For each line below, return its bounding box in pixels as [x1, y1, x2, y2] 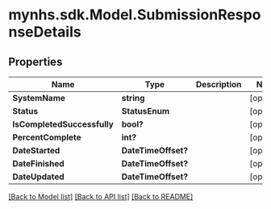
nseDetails [8, 23, 82, 41]
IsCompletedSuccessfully [12, 119, 115, 130]
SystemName [12, 93, 66, 103]
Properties [8, 55, 63, 69]
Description [195, 79, 242, 90]
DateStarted [12, 145, 60, 156]
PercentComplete [12, 132, 82, 143]
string [121, 93, 145, 103]
